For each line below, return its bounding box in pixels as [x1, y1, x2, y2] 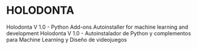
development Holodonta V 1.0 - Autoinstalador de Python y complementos [6, 29, 192, 36]
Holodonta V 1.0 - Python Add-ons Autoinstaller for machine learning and [6, 23, 189, 30]
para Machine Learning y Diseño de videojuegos [6, 36, 127, 43]
